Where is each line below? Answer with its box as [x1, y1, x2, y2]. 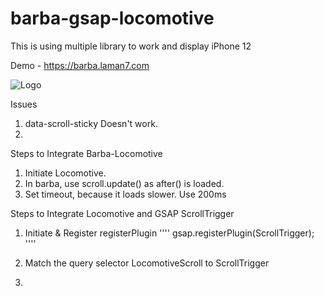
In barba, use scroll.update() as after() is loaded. [24, 177, 225, 189]
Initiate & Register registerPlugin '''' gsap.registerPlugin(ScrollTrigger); [24, 227, 315, 239]
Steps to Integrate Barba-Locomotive [10, 147, 163, 159]
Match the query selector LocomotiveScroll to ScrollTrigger [24, 257, 270, 269]
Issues [10, 98, 38, 110]
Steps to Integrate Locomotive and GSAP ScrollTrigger [10, 207, 235, 219]
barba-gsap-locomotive [10, 7, 215, 30]
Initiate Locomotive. [24, 167, 107, 179]
